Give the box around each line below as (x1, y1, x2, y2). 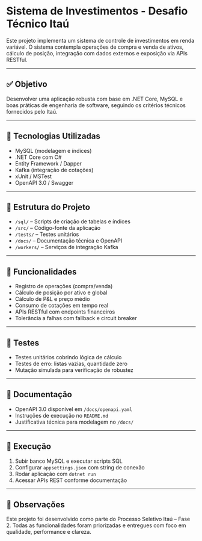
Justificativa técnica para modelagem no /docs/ (14, 418, 134, 425)
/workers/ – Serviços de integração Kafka (14, 244, 118, 251)
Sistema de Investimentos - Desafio (6, 4, 188, 18)
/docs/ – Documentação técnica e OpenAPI (14, 237, 123, 244)
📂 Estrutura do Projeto (6, 202, 90, 212)
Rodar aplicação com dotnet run (14, 470, 96, 477)
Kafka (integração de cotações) (14, 166, 94, 173)
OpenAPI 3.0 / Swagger (14, 179, 74, 186)
